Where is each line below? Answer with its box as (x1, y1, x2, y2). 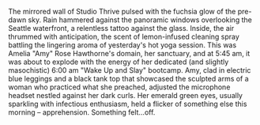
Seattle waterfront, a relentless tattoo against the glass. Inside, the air (8, 24, 235, 32)
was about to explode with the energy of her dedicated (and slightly (8, 57, 229, 66)
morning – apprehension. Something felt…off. (8, 108, 156, 117)
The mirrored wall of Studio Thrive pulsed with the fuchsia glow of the (8, 7, 236, 16)
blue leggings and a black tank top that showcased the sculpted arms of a (8, 74, 249, 83)
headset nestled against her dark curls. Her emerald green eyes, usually (8, 91, 243, 100)
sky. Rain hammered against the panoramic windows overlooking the (28, 15, 253, 25)
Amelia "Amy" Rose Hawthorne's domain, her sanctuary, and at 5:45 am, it (8, 49, 251, 58)
